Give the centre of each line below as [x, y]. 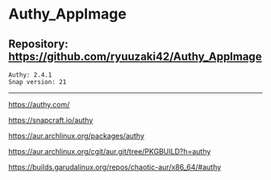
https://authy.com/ [39, 105]
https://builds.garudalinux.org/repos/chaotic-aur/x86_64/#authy [115, 167]
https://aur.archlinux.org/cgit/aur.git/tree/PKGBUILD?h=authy [110, 151]
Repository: [38, 44]
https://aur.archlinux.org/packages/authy [77, 136]
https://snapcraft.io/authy [51, 120]
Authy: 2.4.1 [30, 75]
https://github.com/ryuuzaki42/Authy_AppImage [135, 56]
